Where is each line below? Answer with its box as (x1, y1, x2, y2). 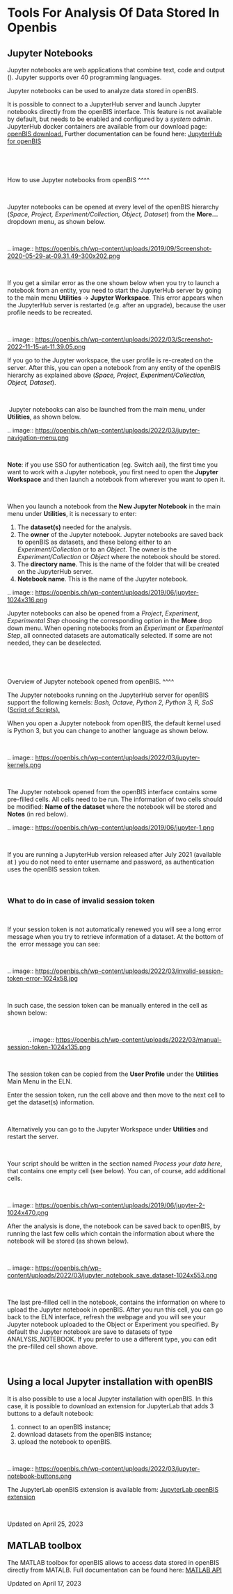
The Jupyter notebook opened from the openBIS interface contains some (7, 787, 218, 796)
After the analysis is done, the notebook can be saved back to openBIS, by (7, 1222, 221, 1230)
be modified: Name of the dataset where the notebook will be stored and (7, 802, 217, 811)
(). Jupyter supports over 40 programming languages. (7, 73, 162, 81)
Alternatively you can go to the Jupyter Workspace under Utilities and (7, 1125, 209, 1133)
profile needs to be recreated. (7, 308, 93, 316)
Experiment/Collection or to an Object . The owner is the (17, 545, 177, 554)
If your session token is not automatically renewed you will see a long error (7, 925, 222, 933)
